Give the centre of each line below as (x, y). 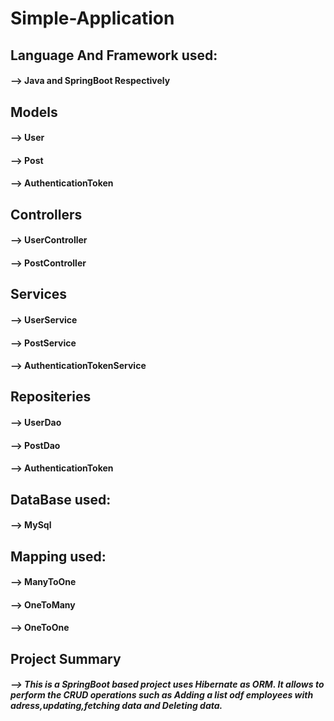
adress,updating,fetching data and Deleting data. (116, 706)
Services (39, 294)
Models (34, 112)
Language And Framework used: (114, 55)
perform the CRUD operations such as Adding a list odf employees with (162, 695)
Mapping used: (58, 556)
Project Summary (66, 658)
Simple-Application (92, 18)
